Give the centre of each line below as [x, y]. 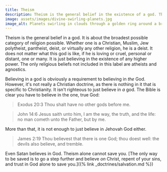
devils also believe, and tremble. [50, 144]
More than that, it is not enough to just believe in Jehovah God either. [76, 129]
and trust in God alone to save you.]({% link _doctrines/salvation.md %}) [79, 164]
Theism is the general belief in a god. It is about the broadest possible [77, 38]
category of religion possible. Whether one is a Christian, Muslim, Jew [77, 43]
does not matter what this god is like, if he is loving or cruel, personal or [79, 54]
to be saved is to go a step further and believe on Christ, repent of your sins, [83, 159]
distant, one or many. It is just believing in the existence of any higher [76, 59]
